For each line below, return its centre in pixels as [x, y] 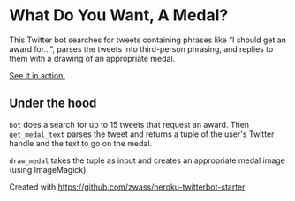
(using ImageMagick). [49, 169]
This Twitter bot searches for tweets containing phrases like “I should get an [148, 40]
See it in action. [38, 75]
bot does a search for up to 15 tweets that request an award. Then [129, 124]
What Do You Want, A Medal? [119, 15]
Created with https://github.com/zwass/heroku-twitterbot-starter [127, 187]
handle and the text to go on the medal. [81, 143]
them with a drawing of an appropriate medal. [92, 58]
